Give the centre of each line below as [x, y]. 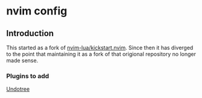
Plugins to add [28, 76]
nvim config [37, 11]
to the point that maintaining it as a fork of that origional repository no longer [101, 54]
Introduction [30, 33]
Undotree [18, 89]
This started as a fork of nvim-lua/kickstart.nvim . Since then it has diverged [100, 47]
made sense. [22, 60]
